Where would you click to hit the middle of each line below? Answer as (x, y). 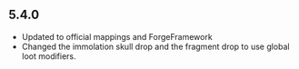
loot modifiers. (49, 56)
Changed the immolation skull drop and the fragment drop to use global (155, 46)
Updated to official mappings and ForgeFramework (117, 36)
